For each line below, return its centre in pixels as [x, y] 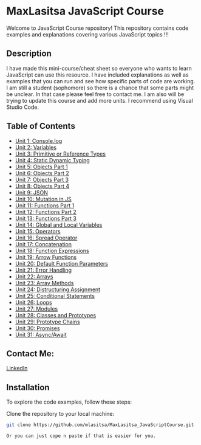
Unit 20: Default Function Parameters [61, 263]
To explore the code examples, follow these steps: [69, 402]
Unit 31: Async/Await [41, 334]
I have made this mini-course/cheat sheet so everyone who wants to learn [99, 68]
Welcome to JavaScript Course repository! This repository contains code [97, 28]
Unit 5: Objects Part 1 [41, 167]
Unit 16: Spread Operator [46, 238]
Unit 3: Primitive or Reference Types [60, 154]
